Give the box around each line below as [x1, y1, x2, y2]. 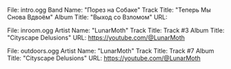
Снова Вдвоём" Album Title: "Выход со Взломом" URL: [7, 13, 168, 21]
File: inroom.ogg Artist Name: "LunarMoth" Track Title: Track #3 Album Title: [7, 27, 225, 34]
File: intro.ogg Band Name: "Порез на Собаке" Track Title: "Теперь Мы [7, 6, 212, 14]
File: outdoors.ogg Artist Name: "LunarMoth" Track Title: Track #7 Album [7, 47, 214, 55]
